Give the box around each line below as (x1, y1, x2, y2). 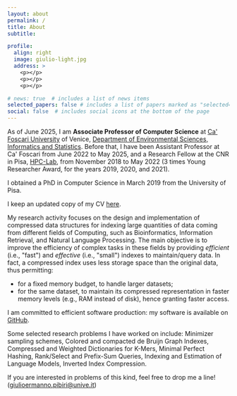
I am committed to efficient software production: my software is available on (7, 308, 229, 316)
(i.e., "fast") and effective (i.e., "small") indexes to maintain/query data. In (7, 251, 221, 259)
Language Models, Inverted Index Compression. (7, 359, 147, 368)
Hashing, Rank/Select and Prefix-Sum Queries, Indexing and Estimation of (7, 352, 222, 360)
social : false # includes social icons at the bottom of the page (7, 108, 210, 115)
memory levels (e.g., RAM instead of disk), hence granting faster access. (17, 294, 230, 303)
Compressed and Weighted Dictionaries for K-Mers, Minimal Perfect (7, 344, 205, 353)
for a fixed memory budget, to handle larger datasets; (17, 280, 174, 288)
